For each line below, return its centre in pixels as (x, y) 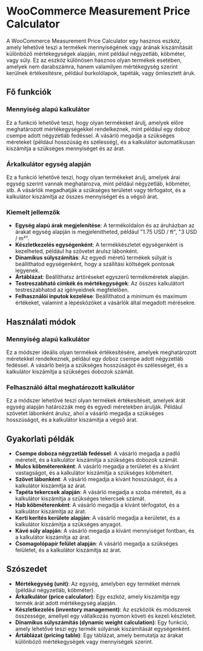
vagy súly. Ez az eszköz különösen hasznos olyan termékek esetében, (94, 60)
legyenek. (27, 270)
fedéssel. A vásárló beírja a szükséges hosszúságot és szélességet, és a (97, 365)
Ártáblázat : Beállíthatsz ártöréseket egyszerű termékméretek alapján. (102, 277)
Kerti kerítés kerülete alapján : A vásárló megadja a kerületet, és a (98, 518)
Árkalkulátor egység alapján (49, 164)
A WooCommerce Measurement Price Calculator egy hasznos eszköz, (94, 41)
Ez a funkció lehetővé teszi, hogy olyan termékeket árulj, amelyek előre (95, 122)
